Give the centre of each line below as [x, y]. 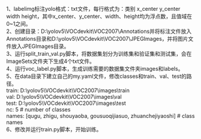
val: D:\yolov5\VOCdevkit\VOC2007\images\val [64, 97]
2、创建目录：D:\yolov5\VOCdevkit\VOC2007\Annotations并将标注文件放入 [99, 31]
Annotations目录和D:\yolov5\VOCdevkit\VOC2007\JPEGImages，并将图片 [97, 39]
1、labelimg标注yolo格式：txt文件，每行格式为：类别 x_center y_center [93, 9]
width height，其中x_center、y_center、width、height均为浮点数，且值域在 [99, 16]
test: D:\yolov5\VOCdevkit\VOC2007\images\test [66, 103]
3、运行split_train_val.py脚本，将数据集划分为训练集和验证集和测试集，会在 [99, 54]
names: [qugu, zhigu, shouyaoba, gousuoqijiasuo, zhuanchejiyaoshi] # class [100, 116]
